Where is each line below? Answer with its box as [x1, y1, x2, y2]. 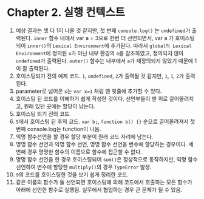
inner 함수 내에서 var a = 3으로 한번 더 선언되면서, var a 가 [33, 34, 174, 41]
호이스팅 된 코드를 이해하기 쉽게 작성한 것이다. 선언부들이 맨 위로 [15, 95, 168, 102]
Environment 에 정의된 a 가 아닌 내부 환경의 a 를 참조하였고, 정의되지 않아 [15, 49, 184, 56]
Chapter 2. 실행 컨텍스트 [7, 5, 125, 19]
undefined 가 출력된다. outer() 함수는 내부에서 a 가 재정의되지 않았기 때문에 [15, 57, 194, 64]
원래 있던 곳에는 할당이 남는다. [24, 103, 95, 110]
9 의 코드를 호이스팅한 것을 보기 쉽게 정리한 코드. [15, 170, 129, 178]
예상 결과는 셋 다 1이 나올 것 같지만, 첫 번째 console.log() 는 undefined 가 [15, 27, 191, 34]
